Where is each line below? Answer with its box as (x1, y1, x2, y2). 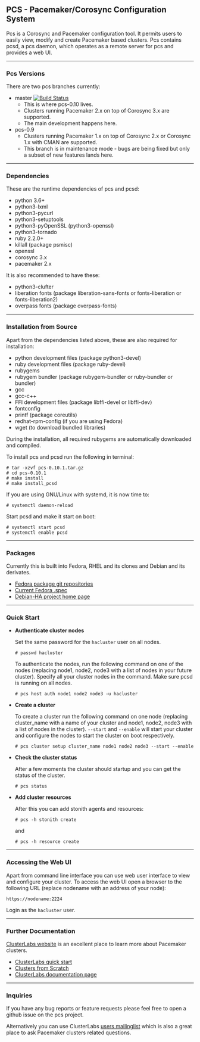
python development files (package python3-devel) (14, 354, 142, 361)
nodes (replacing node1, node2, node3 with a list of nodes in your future (14, 667, 192, 674)
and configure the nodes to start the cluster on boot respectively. (14, 732, 175, 739)
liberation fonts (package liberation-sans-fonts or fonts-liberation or (14, 290, 182, 297)
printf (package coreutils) (14, 411, 77, 418)
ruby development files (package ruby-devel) (14, 360, 126, 368)
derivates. (6, 569, 31, 576)
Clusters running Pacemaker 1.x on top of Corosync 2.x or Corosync (23, 132, 191, 139)
